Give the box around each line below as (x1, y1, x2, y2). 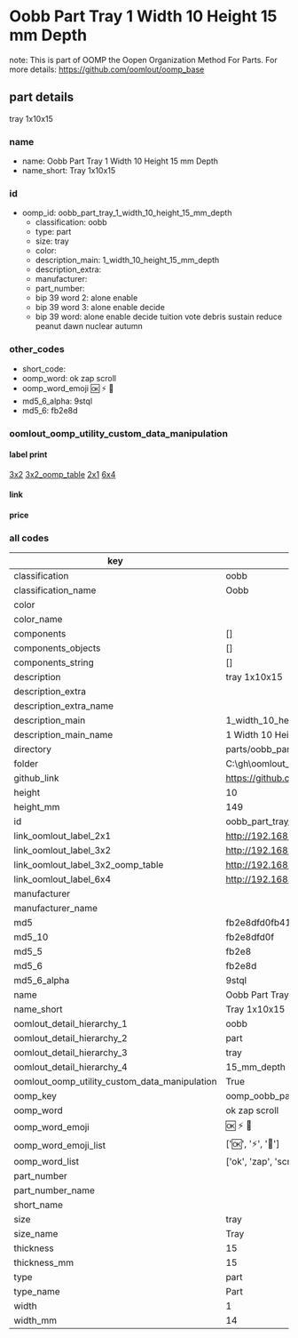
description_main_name (13, 729, 114, 741)
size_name (13, 1228, 59, 1240)
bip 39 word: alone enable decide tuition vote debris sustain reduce (35, 311, 282, 322)
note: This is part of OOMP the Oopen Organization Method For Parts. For (9, 54, 278, 65)
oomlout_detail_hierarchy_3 (13, 1046, 128, 1059)
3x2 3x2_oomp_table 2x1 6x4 (9, 469, 116, 479)
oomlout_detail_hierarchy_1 (13, 1018, 128, 1030)
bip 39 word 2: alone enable (35, 292, 138, 303)
